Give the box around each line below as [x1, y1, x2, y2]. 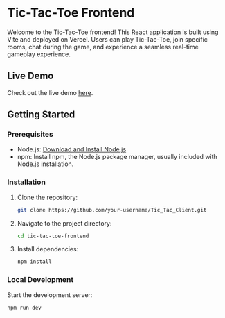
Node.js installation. [17, 160, 74, 168]
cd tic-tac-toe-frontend [17, 233, 89, 240]
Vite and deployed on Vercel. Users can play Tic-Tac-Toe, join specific [7, 35, 208, 43]
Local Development [7, 275, 74, 285]
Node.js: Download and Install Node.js [17, 145, 127, 153]
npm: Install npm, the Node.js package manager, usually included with [17, 153, 217, 161]
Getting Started [7, 109, 75, 121]
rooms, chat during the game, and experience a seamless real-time [7, 42, 199, 51]
